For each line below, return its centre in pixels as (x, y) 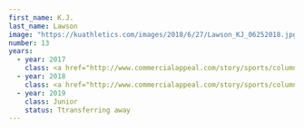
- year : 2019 (41, 93)
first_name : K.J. (41, 18)
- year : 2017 (41, 59)
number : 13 (29, 43)
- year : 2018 (41, 77)
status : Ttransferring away (78, 110)
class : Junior (51, 101)
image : (21, 34)
